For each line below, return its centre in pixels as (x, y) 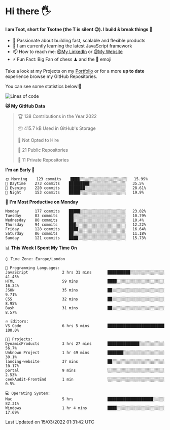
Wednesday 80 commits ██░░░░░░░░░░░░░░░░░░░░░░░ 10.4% (75, 220)
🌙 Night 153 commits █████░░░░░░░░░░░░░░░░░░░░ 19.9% (75, 193)
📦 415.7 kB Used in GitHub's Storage (57, 128)
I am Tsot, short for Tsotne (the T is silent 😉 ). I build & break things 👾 (79, 29)
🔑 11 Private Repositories (43, 160)
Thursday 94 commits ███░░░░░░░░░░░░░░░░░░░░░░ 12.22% (76, 225)
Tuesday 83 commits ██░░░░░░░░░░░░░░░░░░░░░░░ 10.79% (76, 216)
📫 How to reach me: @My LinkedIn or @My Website (67, 52)
